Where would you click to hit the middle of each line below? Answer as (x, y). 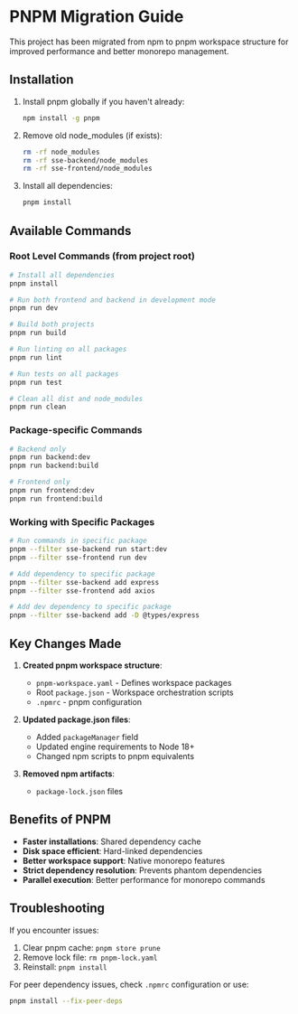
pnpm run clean (38, 407)
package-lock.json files (79, 791)
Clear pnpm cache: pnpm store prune (91, 947)
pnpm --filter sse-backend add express (84, 582)
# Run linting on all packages (68, 350)
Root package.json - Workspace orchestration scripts (135, 692)
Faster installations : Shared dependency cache (112, 841)
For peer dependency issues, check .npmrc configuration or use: (129, 984)
